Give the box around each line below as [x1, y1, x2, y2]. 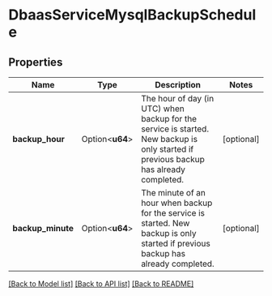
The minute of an [141, 187, 206, 198]
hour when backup [141, 197, 213, 208]
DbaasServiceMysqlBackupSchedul [8, 6, 257, 24]
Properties [8, 55, 63, 69]
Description [155, 79, 201, 90]
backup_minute [12, 223, 74, 234]
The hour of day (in [141, 93, 215, 104]
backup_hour [12, 134, 65, 144]
